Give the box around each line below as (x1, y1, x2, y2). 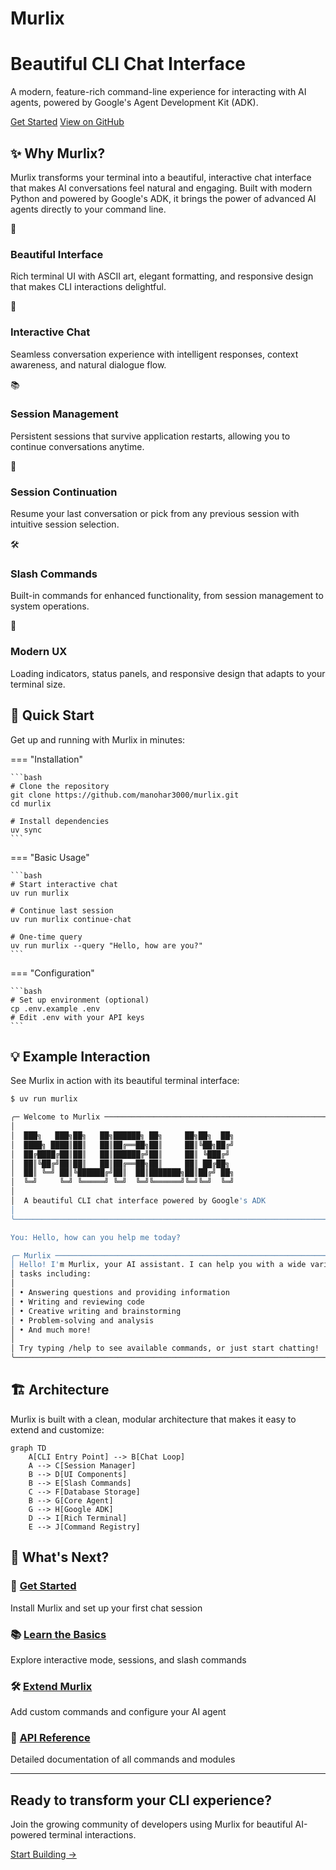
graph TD (10, 1443, 47, 1453)
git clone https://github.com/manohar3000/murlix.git (10, 790, 240, 800)
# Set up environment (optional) (10, 995, 150, 1005)
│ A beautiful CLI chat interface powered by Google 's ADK (10, 1196, 267, 1206)
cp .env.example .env (10, 1003, 101, 1014)
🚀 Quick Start (10, 707, 95, 724)
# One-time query (10, 932, 83, 942)
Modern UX (10, 645, 68, 659)
